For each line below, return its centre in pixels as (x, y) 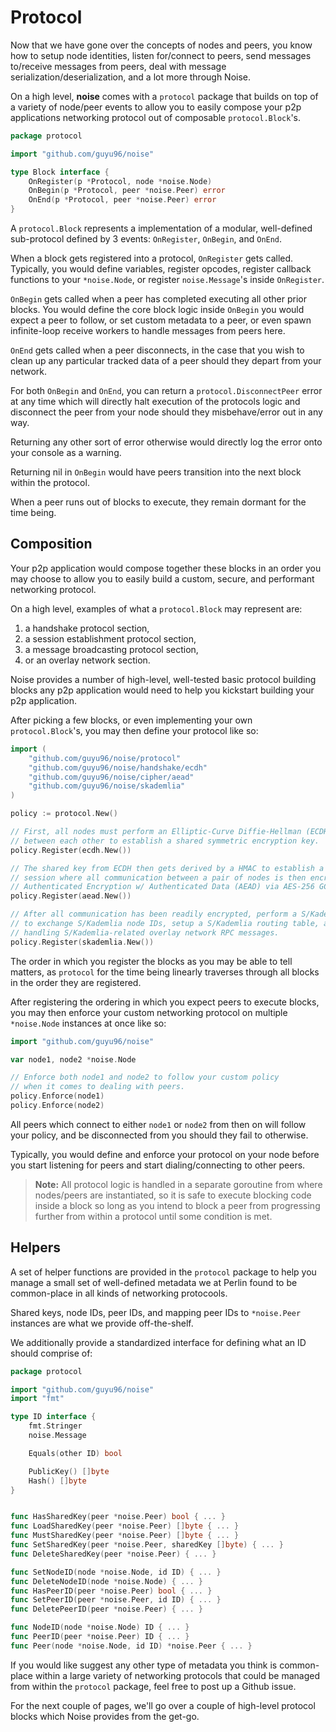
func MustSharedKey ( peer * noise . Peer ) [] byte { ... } (125, 1536)
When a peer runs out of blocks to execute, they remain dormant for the (158, 502)
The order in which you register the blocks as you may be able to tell (151, 961)
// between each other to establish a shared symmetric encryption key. (165, 841)
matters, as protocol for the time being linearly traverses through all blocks (165, 972)
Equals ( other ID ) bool (75, 1453)
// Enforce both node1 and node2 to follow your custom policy (145, 1077)
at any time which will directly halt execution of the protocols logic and (155, 402)
